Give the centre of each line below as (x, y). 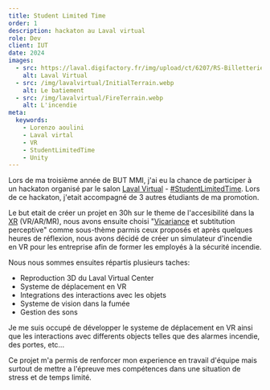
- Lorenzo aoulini (53, 128)
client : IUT (28, 46)
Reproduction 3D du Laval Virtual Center (87, 278)
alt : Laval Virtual (55, 75)
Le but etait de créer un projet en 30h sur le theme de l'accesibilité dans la (131, 213)
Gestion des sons (49, 312)
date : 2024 (27, 53)
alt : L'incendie (50, 105)
